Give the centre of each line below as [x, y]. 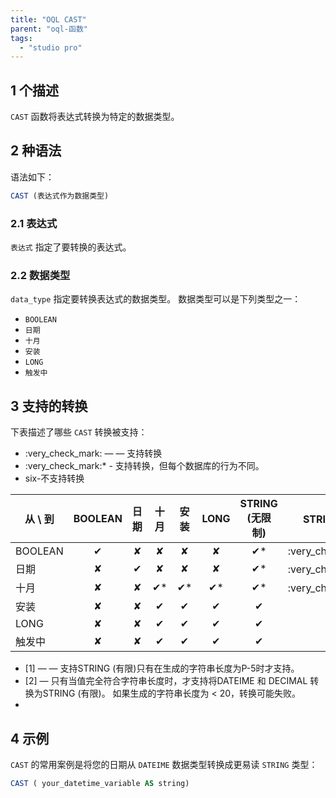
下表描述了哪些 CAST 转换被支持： [79, 432]
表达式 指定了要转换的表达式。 [71, 247]
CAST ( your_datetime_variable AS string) [100, 784]
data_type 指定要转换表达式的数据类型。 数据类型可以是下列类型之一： [156, 299]
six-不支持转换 [54, 478]
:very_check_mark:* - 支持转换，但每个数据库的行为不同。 [144, 466]
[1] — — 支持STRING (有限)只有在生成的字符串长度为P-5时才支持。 [162, 668]
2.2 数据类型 [40, 275]
